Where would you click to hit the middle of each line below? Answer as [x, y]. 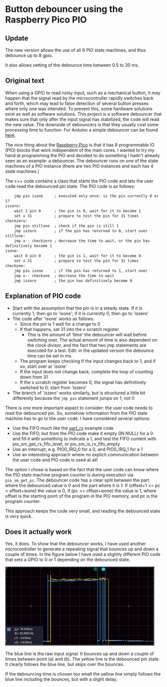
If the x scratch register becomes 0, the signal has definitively [83, 382]
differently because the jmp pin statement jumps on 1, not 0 [74, 398]
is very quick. [19, 516]
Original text [25, 81]
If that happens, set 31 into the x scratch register [69, 329]
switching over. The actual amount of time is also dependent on [92, 340]
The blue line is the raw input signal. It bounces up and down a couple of [80, 654]
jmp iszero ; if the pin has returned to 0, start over [81, 231]
